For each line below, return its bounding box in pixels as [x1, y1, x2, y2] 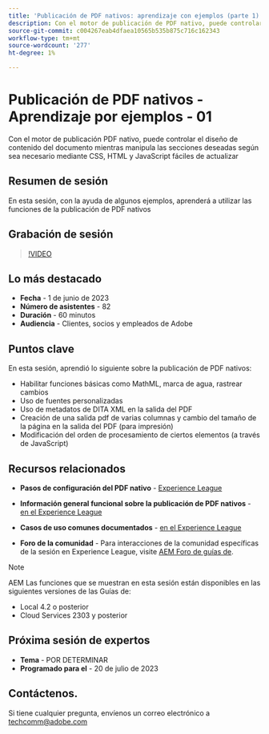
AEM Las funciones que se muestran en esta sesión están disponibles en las [8, 578, 261, 587]
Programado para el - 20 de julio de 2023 [19, 663, 159, 673]
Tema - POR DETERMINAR [19, 655, 108, 664]
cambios [19, 387, 49, 397]
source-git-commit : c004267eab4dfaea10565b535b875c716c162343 [8, 26, 220, 34]
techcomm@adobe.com [8, 716, 88, 726]
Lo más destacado [8, 272, 102, 286]
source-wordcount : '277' [8, 42, 91, 50]
